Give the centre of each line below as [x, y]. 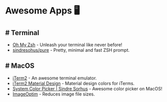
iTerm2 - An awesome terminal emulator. [54, 78]
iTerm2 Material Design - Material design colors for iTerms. [73, 83]
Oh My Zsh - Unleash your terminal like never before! [67, 45]
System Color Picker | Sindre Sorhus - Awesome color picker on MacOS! [87, 88]
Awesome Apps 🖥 [43, 11]
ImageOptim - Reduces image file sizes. [54, 94]
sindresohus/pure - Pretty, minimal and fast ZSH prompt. [71, 50]
